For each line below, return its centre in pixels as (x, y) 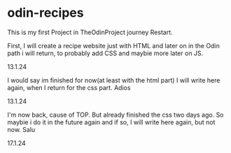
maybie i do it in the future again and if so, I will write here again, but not (111, 122)
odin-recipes (45, 13)
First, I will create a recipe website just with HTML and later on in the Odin (114, 45)
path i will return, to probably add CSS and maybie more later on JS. (105, 53)
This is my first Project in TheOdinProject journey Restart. (90, 32)
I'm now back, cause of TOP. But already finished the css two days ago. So (115, 115)
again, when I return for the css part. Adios (69, 87)
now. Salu (21, 129)
